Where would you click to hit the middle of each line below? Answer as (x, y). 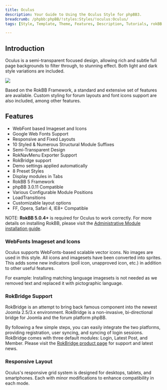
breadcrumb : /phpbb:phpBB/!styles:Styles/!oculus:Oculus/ (67, 19)
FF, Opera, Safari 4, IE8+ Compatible (50, 208)
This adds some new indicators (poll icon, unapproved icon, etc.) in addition (83, 263)
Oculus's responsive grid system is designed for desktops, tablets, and (78, 372)
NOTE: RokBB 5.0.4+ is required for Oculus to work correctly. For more (78, 217)
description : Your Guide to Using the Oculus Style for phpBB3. (73, 14)
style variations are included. (35, 71)
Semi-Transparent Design (39, 149)
